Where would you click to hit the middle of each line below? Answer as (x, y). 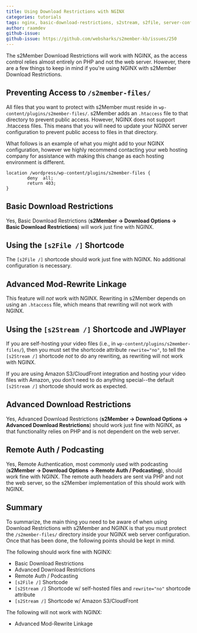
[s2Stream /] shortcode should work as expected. (67, 387)
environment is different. (36, 162)
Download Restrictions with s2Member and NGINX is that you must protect (96, 528)
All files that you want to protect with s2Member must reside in (82, 107)
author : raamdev (26, 28)
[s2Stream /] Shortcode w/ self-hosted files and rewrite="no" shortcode (103, 588)
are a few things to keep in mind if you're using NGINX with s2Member (91, 68)
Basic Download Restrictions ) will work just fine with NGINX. (80, 226)
